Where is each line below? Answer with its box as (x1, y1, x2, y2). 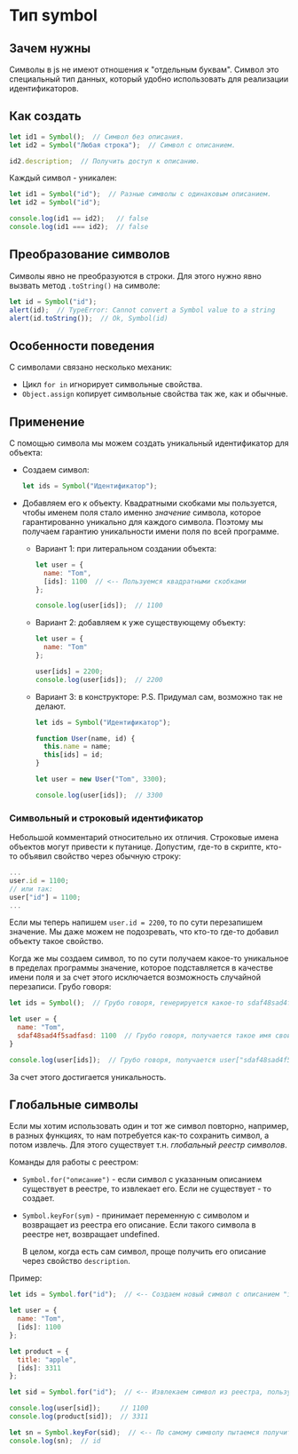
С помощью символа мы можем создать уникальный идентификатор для (9, 438, 289, 449)
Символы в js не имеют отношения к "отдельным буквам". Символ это (9, 64, 279, 75)
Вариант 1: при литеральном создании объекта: (35, 543, 217, 553)
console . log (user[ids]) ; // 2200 (35, 675, 163, 684)
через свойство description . (21, 1256, 130, 1267)
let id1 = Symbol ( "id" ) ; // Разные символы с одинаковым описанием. (9, 190, 272, 199)
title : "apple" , (17, 1355, 77, 1364)
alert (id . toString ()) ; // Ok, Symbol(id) (9, 314, 169, 322)
